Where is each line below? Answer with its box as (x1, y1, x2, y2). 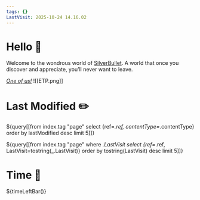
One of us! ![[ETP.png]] (6, 77, 64, 85)
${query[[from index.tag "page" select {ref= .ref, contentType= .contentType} (6, 123, 195, 130)
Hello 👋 (6, 40, 42, 54)
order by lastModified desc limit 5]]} (6, 129, 95, 137)
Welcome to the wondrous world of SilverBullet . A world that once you (6, 60, 179, 67)
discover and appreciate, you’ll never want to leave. (6, 66, 133, 73)
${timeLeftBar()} (6, 188, 47, 195)
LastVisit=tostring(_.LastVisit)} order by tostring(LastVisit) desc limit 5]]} (6, 147, 183, 155)
